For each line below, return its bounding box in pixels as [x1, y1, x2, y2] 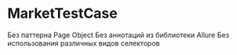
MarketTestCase [7, 5, 118, 22]
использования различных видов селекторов [7, 38, 160, 47]
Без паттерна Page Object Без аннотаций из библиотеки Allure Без [7, 30, 229, 40]
